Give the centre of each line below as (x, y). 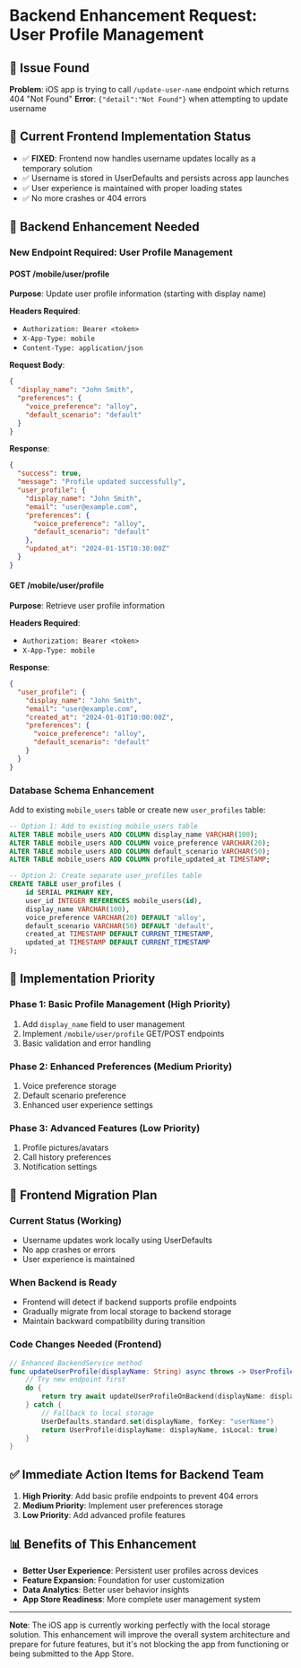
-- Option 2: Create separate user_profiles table (106, 876)
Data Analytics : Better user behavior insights (106, 1589)
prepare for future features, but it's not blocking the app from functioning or (149, 1644)
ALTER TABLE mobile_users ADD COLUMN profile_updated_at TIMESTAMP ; (140, 860)
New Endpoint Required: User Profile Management (121, 252)
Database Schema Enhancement (82, 790)
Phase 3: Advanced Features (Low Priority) (105, 1128)
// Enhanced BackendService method (76, 1363)
